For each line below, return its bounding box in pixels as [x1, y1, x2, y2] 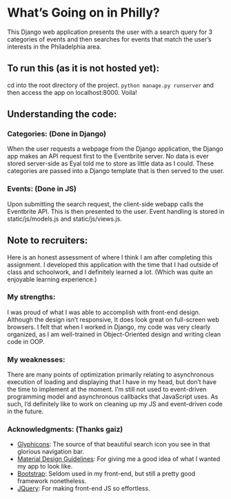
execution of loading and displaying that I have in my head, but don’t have [7, 378, 217, 386]
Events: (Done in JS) [7, 184, 77, 194]
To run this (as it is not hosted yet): [7, 62, 160, 74]
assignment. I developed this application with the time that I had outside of [7, 260, 219, 269]
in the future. [7, 407, 44, 416]
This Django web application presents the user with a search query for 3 [7, 28, 212, 36]
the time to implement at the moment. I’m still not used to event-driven [7, 385, 207, 394]
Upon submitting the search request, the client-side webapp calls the [7, 199, 204, 208]
